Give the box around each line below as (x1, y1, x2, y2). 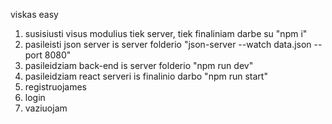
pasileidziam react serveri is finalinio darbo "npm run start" (24, 70, 268, 82)
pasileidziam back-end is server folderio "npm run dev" (24, 60, 254, 71)
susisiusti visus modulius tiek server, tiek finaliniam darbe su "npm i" (24, 28, 308, 39)
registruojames (24, 81, 87, 93)
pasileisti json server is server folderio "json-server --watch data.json (24, 39, 312, 50)
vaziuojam (24, 102, 68, 114)
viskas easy (10, 9, 59, 20)
